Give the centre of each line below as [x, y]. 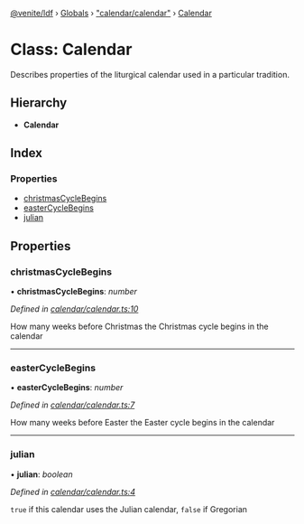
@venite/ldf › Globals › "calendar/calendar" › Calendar [111, 13]
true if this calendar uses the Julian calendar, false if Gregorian [129, 509]
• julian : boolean [41, 474]
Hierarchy [39, 103]
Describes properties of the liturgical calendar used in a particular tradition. [150, 74]
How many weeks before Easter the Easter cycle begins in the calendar [143, 423]
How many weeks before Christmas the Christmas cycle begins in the [139, 327]
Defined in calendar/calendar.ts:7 [73, 405]
